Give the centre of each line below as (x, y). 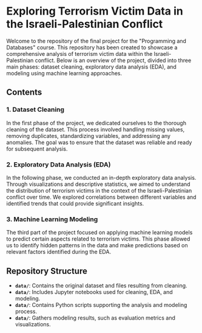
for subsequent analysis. (37, 149)
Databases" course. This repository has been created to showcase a (92, 47)
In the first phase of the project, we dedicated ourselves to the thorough (96, 123)
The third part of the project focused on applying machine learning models (99, 233)
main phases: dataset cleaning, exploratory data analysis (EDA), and (92, 67)
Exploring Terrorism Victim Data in (95, 11)
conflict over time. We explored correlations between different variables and (101, 197)
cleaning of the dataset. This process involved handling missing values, (96, 129)
